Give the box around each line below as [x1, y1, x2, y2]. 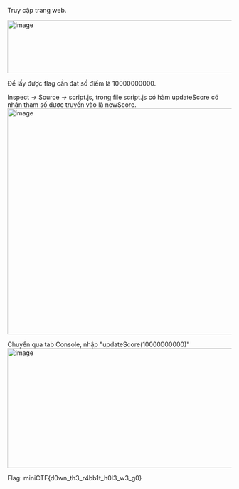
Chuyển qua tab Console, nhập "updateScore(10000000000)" [7, 340, 190, 349]
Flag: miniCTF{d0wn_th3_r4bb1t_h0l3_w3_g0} [7, 474, 142, 482]
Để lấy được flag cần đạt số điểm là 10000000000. [7, 79, 156, 88]
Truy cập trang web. [7, 6, 67, 14]
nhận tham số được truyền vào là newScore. [7, 101, 137, 109]
